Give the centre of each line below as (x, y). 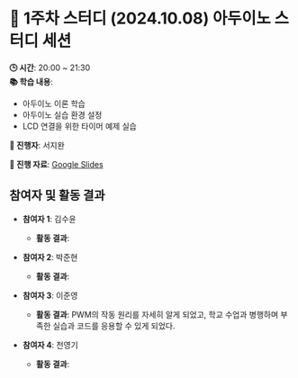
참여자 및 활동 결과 (57, 196)
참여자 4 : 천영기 (50, 345)
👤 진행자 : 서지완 (37, 145)
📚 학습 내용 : (31, 81)
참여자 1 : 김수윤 (49, 219)
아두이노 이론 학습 (54, 103)
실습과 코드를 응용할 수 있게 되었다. (114, 326)
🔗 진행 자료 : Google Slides (56, 164)
